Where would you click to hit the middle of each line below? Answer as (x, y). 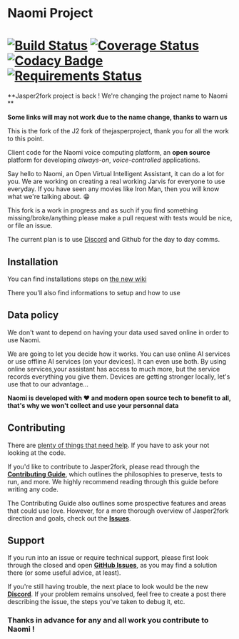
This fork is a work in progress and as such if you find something (103, 210)
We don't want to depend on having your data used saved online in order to (118, 332)
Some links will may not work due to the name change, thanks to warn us (117, 117)
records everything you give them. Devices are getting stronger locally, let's (119, 377)
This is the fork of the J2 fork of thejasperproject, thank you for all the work (118, 131)
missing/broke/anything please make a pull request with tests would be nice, (120, 218)
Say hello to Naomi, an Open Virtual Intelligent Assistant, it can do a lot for (116, 174)
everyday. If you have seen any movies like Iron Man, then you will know (113, 189)
